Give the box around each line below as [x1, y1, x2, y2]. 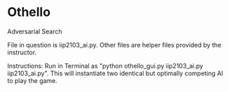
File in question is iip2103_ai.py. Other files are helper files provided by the [7, 40, 222, 49]
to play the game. [7, 76, 58, 84]
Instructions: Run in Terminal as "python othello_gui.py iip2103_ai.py [7, 61, 204, 70]
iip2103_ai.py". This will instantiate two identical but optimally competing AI [7, 69, 223, 77]
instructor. [7, 48, 37, 56]
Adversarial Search [7, 27, 63, 36]
